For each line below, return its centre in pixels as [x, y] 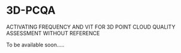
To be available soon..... [35, 45]
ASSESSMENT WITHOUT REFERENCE [53, 33]
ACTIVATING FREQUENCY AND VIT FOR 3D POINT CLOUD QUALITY [91, 27]
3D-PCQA [31, 10]
